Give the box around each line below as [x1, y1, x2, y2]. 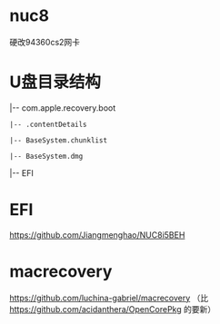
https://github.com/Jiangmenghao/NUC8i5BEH [9, 229, 185, 241]
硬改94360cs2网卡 [9, 36, 80, 47]
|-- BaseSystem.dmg [9, 152, 84, 161]
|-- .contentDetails [9, 120, 88, 129]
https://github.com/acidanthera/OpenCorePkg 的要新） [9, 303, 216, 314]
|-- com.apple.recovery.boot [9, 102, 116, 113]
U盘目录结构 [9, 72, 102, 93]
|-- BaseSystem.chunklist [9, 135, 107, 145]
